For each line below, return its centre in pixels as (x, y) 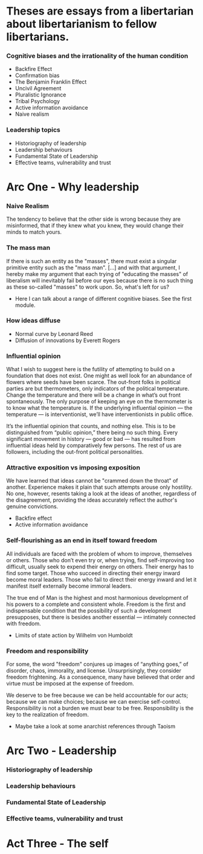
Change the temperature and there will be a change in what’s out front (94, 395)
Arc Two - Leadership (61, 751)
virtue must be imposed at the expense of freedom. (70, 684)
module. (25, 305)
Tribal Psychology (37, 101)
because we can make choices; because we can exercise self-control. (94, 702)
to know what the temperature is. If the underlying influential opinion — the (99, 408)
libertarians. (38, 37)
